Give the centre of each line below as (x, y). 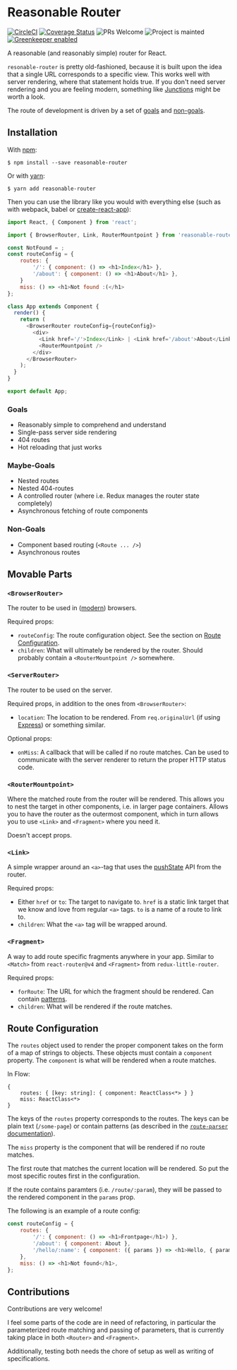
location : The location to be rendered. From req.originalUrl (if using (119, 717)
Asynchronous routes (49, 552)
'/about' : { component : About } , (82, 1244)
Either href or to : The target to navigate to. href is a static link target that (123, 902)
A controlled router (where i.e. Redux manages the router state (108, 496)
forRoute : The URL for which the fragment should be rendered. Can (115, 991)
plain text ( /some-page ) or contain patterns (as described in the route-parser (118, 1126)
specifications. (29, 1359)
